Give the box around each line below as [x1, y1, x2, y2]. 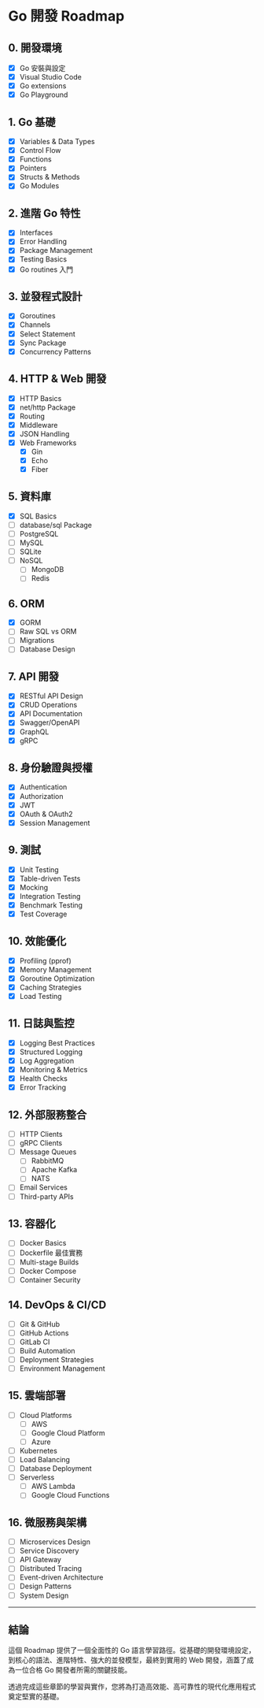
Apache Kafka [31, 1165, 78, 1175]
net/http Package [19, 403, 76, 412]
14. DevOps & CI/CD [8, 1298, 107, 1312]
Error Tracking [19, 1082, 67, 1092]
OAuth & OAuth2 [19, 809, 73, 819]
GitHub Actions [19, 1328, 69, 1338]
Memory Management [19, 964, 92, 974]
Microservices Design [19, 1537, 90, 1546]
